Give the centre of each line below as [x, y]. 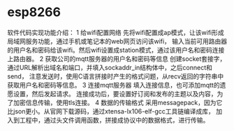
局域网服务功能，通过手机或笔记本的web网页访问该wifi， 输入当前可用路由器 [117, 41]
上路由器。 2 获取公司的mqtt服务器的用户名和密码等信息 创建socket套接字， [117, 58]
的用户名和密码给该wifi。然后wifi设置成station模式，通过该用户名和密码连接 [116, 50]
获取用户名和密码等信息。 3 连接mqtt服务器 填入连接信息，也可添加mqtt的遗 [117, 85]
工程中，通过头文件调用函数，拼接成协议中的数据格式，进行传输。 [114, 120]
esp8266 [34, 12]
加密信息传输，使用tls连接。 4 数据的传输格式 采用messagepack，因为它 [118, 102]
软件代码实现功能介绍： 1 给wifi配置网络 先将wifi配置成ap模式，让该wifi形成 [116, 32]
